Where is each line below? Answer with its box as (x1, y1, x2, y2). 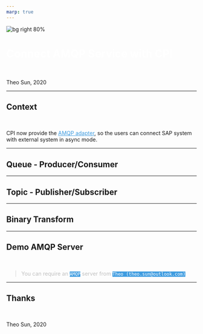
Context (6, 101, 37, 112)
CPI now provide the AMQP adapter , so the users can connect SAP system (6, 130, 192, 137)
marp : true (6, 8, 34, 15)
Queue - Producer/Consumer (6, 159, 118, 170)
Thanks (6, 293, 36, 304)
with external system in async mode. (6, 136, 98, 143)
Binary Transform (6, 215, 74, 225)
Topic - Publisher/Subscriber (6, 187, 118, 197)
